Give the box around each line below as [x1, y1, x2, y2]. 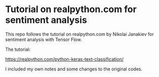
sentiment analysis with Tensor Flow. [5, 36, 82, 43]
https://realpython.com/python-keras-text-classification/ [5, 56, 124, 62]
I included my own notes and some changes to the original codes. [5, 66, 143, 72]
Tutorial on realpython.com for [5, 4, 137, 15]
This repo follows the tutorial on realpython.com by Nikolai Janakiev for [5, 31, 154, 37]
